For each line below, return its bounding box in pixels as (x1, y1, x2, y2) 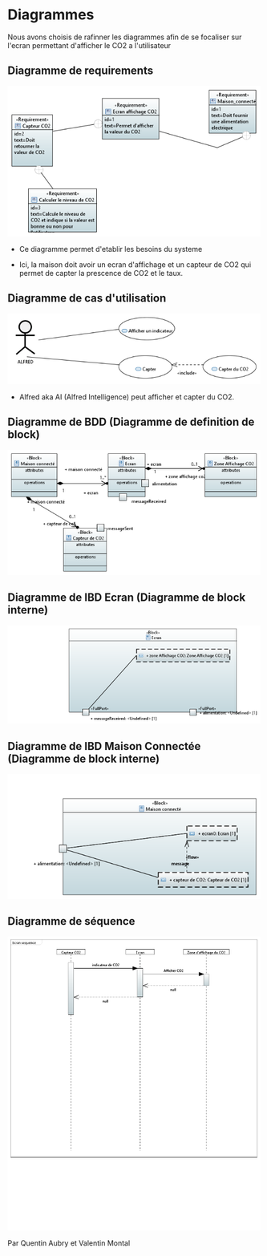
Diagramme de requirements (7, 64, 154, 78)
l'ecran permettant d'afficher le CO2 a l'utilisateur (7, 40, 172, 50)
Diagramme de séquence (7, 914, 136, 928)
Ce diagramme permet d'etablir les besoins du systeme (18, 244, 203, 253)
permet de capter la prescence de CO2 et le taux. (18, 268, 184, 278)
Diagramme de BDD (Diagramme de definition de (7, 415, 255, 429)
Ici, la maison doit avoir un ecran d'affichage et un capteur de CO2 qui (18, 259, 252, 269)
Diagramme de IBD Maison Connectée (7, 739, 201, 753)
